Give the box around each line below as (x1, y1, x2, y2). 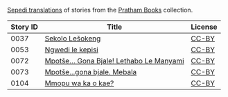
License (191, 22, 218, 32)
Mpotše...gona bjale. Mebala (44, 67, 137, 76)
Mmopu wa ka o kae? (44, 78, 114, 88)
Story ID (10, 22, 38, 32)
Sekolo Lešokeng (44, 34, 101, 43)
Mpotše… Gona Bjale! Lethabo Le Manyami (44, 56, 185, 65)
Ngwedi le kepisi (44, 45, 98, 54)
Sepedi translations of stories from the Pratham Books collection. (7, 6, 193, 14)
